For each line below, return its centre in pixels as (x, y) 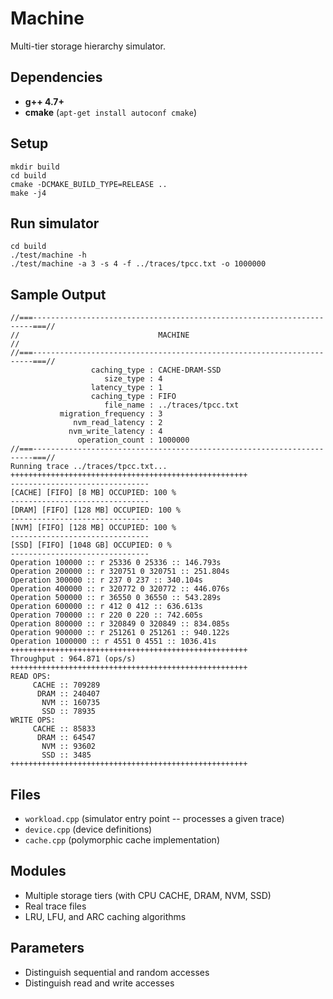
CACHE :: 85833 (64, 729)
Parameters (47, 948)
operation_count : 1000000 (133, 440)
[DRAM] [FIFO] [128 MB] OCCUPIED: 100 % (96, 510)
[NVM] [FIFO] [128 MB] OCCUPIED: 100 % (93, 528)
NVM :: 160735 (71, 703)
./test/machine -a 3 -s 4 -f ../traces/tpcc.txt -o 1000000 (138, 264)
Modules (38, 871)
